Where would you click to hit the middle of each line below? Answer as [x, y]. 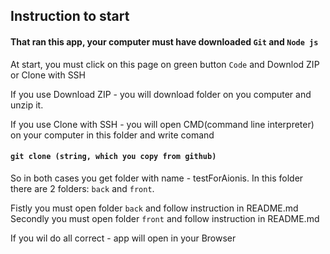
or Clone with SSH [48, 75]
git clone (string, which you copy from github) [113, 157]
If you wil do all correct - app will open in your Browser [123, 238]
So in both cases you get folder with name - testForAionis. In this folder [157, 178]
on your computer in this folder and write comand [112, 135]
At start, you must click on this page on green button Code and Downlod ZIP [165, 64]
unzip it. [27, 105]
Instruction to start [70, 16]
